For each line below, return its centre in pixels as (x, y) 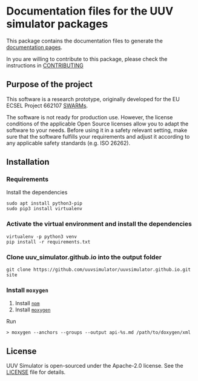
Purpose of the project (49, 84)
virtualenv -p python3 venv (42, 237)
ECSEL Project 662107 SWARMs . (47, 105)
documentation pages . (34, 47)
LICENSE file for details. (36, 372)
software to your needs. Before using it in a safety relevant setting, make (97, 130)
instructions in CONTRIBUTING (45, 65)
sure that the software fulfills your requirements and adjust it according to (98, 136)
